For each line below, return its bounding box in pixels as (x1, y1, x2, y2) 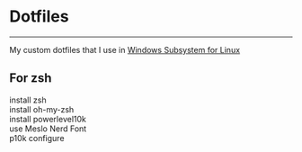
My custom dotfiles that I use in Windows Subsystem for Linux (9, 44, 241, 55)
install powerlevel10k (9, 113, 87, 124)
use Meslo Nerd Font (9, 123, 87, 134)
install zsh (9, 94, 47, 105)
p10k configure (9, 132, 65, 143)
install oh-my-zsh (9, 103, 75, 114)
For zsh (9, 70, 52, 86)
